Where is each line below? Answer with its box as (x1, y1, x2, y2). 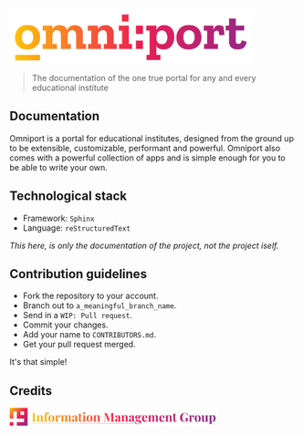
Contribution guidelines (9, 266, 148, 282)
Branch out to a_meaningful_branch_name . (22, 300, 177, 311)
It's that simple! (9, 357, 68, 368)
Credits (9, 383, 53, 399)
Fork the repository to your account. (22, 290, 159, 302)
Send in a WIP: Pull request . (22, 310, 132, 321)
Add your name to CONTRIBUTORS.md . (22, 329, 157, 340)
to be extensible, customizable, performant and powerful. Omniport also (9, 142, 281, 153)
